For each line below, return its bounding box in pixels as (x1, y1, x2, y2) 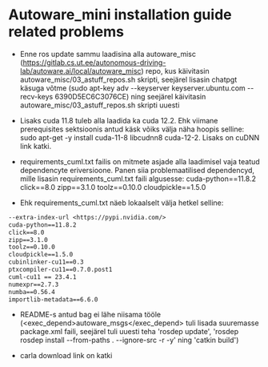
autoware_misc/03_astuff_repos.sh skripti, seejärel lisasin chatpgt (19, 75, 238, 84)
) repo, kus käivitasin (141, 66, 210, 75)
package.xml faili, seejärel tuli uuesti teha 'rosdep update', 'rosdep (19, 327, 238, 337)
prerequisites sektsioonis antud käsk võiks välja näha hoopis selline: (19, 124, 245, 134)
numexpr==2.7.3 (8, 280, 59, 288)
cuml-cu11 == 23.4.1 (8, 272, 78, 281)
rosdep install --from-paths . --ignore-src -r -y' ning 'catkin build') (19, 335, 239, 345)
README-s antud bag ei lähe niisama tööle (19, 310, 162, 320)
